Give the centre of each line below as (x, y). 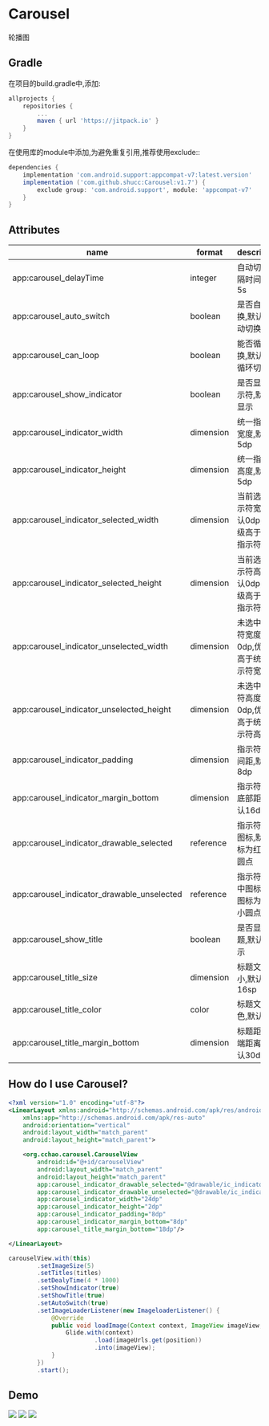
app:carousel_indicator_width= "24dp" (100, 1200)
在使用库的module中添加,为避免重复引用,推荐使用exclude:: (104, 152)
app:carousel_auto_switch (61, 316)
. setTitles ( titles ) (70, 1273)
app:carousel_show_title (58, 939)
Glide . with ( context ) (100, 1333)
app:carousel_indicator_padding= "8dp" (102, 1214)
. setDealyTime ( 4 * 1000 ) (78, 1281)
